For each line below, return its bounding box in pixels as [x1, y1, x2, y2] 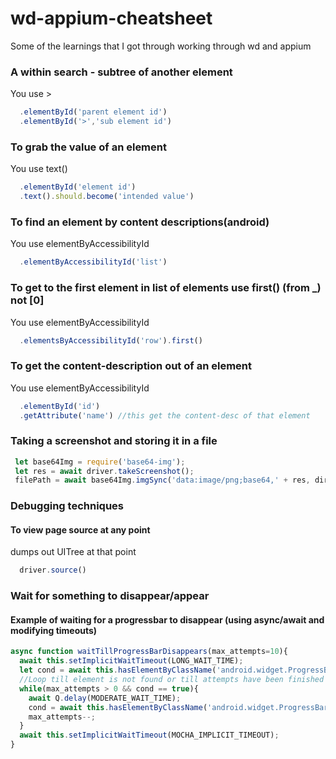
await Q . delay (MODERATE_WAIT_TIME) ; [28, 693, 182, 703]
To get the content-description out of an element [10, 359, 252, 373]
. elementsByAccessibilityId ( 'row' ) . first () [19, 335, 203, 346]
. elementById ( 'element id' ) [19, 182, 137, 192]
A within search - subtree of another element [10, 65, 233, 79]
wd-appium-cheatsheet [10, 7, 213, 30]
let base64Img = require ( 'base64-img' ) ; [14, 457, 186, 467]
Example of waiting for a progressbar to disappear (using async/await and [10, 613, 325, 626]
